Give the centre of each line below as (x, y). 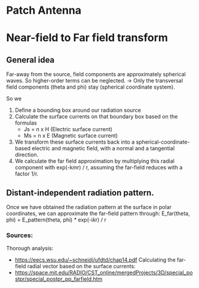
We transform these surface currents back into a (75, 142)
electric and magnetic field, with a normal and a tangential (103, 148)
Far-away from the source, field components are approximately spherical (96, 74)
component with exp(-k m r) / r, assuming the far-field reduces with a (99, 168)
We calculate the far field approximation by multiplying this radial (95, 161)
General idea (30, 60)
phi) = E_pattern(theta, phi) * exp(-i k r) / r (56, 220)
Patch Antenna (44, 10)
